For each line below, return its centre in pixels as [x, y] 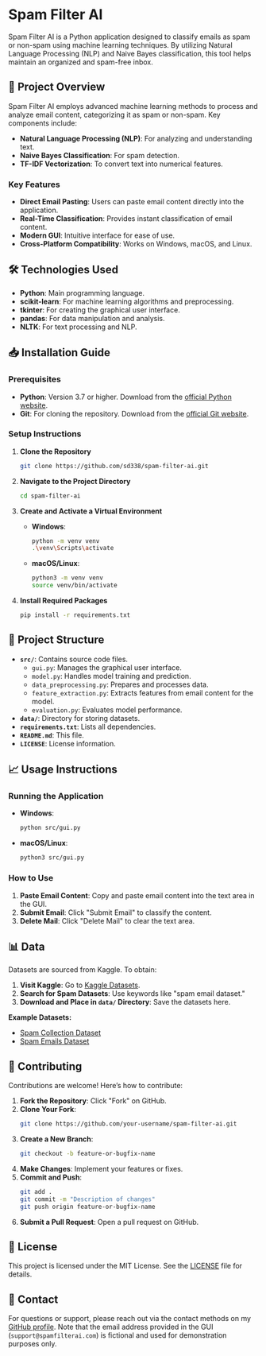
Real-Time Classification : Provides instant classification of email [126, 219]
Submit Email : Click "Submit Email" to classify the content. [116, 912]
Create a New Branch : [56, 1139]
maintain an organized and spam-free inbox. [81, 62]
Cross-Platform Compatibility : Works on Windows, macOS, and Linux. [136, 244]
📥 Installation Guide [60, 353]
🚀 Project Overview [57, 87]
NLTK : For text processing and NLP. [78, 327]
